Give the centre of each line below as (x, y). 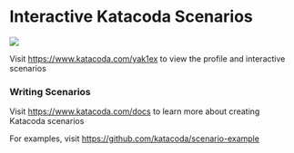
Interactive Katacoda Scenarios (131, 17)
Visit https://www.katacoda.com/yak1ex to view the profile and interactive (147, 58)
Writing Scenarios (50, 91)
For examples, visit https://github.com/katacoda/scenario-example (134, 139)
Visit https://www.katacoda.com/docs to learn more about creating (135, 111)
